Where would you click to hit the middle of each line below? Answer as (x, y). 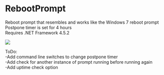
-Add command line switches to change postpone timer (62, 57)
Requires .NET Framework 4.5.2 (37, 33)
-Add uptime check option (32, 67)
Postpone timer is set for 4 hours (38, 27)
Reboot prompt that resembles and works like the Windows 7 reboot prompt (82, 22)
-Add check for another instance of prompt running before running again (79, 62)
